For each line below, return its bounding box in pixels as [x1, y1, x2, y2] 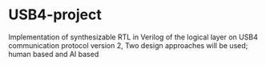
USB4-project [8, 6, 102, 24]
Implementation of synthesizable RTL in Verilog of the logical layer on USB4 [8, 32, 258, 42]
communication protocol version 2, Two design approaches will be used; [8, 40, 248, 50]
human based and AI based [8, 49, 99, 59]
